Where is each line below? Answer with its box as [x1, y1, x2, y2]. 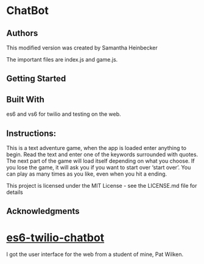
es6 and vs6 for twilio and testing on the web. [6, 110, 121, 118]
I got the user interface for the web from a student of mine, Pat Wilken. [6, 251, 184, 258]
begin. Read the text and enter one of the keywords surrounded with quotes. [6, 151, 199, 159]
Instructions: [6, 128, 57, 138]
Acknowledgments [6, 206, 80, 216]
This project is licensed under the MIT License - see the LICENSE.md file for [6, 182, 197, 190]
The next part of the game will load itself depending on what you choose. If [6, 157, 195, 165]
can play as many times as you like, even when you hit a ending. [6, 170, 167, 177]
